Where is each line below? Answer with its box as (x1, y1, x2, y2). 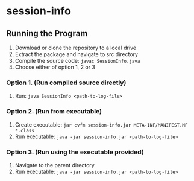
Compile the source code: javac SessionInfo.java (14, 57, 140, 64)
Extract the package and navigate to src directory (14, 51, 139, 58)
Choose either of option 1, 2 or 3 (14, 63, 95, 71)
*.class (14, 127, 34, 133)
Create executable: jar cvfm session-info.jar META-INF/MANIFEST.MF (14, 121, 188, 128)
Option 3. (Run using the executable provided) (6, 148, 145, 156)
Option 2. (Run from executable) (6, 107, 102, 116)
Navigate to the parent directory (14, 161, 95, 168)
